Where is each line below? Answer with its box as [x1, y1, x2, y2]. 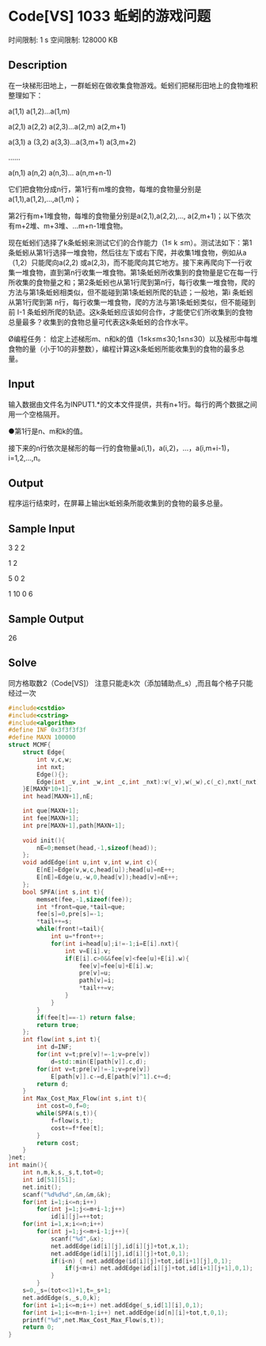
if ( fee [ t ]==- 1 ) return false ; [36, 1013, 136, 1021]
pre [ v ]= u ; [78, 969, 112, 977]
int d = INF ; [36, 1043, 73, 1052]
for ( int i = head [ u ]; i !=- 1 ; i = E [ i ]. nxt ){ [50, 940, 179, 948]
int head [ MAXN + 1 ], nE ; [22, 793, 93, 801]
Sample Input [8, 521, 75, 536]
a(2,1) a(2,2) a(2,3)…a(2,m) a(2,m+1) [8, 121, 127, 131]
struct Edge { [22, 748, 66, 756]
